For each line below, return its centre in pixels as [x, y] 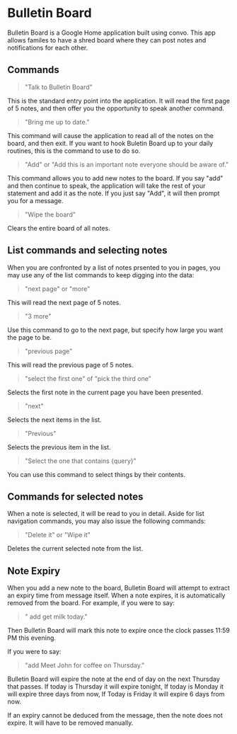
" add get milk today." [56, 617]
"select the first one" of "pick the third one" [88, 378]
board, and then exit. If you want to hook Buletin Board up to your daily [110, 143]
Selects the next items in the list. [54, 420]
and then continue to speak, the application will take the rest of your [106, 185]
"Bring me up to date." [57, 122]
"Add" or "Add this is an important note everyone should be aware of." [127, 164]
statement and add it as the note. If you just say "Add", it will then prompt [114, 193]
